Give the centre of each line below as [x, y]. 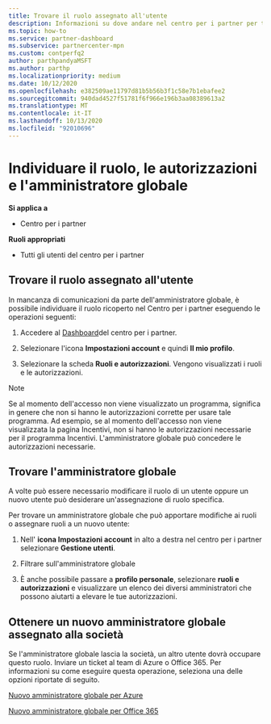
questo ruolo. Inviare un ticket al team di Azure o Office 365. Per [115, 663]
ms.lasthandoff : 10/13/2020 [56, 121]
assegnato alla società [66, 634]
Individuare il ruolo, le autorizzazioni [133, 168]
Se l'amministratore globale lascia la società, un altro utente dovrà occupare [135, 654]
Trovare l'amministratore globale [92, 472]
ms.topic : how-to [38, 31]
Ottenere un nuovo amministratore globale [117, 622]
